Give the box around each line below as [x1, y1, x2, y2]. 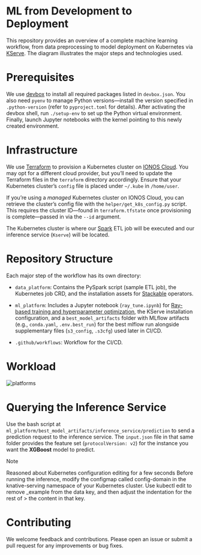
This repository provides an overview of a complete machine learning [6, 37, 178, 44]
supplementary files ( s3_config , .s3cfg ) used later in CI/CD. [14, 327, 163, 334]
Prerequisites [6, 71, 75, 85]
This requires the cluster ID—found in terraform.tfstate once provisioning [6, 206, 191, 214]
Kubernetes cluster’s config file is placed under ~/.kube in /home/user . [6, 182, 179, 190]
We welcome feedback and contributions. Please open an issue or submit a [6, 535, 193, 542]
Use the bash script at [6, 420, 61, 427]
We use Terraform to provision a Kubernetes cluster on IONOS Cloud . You [6, 163, 189, 170]
